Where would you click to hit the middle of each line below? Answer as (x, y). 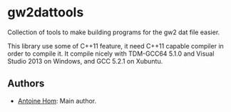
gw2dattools (46, 12)
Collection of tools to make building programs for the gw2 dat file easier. (114, 32)
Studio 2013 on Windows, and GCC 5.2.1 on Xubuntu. (85, 61)
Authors (26, 84)
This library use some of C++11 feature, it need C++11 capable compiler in (116, 46)
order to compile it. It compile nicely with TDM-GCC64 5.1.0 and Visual (111, 54)
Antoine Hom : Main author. (57, 101)
